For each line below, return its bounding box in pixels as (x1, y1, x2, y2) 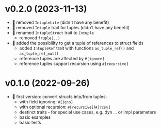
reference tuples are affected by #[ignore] (19, 55, 105, 61)
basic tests (19, 119, 41, 125)
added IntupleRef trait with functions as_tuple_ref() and (19, 45, 134, 51)
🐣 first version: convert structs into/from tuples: (12, 94, 107, 99)
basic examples (19, 114, 51, 120)
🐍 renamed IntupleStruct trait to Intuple (12, 30, 94, 35)
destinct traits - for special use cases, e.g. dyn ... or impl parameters (19, 109, 156, 115)
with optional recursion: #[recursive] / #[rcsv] (19, 104, 111, 110)
